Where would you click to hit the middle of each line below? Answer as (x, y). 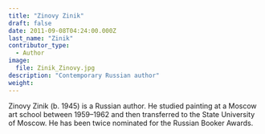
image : (19, 61)
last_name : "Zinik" (41, 38)
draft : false (30, 23)
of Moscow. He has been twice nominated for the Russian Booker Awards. (131, 123)
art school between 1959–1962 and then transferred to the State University (132, 114)
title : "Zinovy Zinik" (46, 16)
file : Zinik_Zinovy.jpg (55, 68)
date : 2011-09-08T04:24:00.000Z (62, 30)
